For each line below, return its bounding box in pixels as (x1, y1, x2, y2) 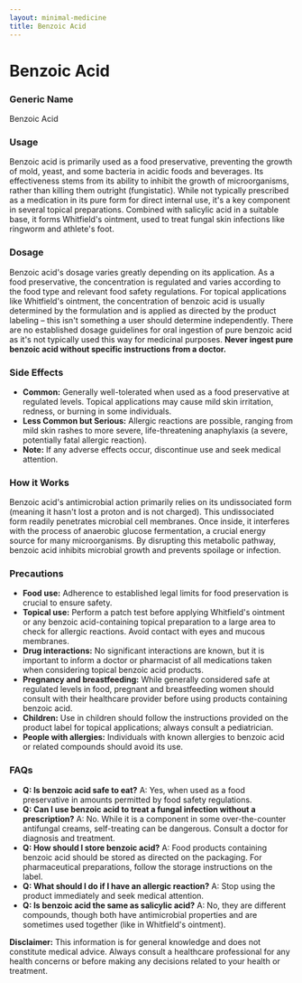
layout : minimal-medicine (9, 13, 106, 23)
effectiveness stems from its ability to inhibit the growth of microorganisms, (9, 175, 290, 186)
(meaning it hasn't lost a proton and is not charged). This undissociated (9, 507, 275, 518)
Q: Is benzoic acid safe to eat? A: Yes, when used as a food (22, 784, 246, 795)
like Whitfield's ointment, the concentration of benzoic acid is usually (9, 295, 266, 306)
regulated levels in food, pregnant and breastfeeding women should (22, 684, 275, 695)
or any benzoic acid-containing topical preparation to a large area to (22, 616, 277, 628)
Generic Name (9, 92, 74, 105)
